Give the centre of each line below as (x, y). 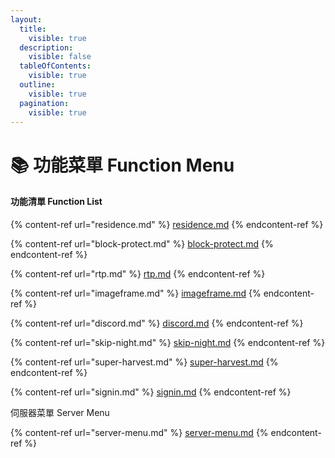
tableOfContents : (55, 66)
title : (33, 29)
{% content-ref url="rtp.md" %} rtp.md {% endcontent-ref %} (138, 273)
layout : (26, 19)
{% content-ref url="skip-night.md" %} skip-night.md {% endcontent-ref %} (168, 342)
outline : (37, 85)
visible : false (60, 57)
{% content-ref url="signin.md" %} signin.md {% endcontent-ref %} (151, 392)
